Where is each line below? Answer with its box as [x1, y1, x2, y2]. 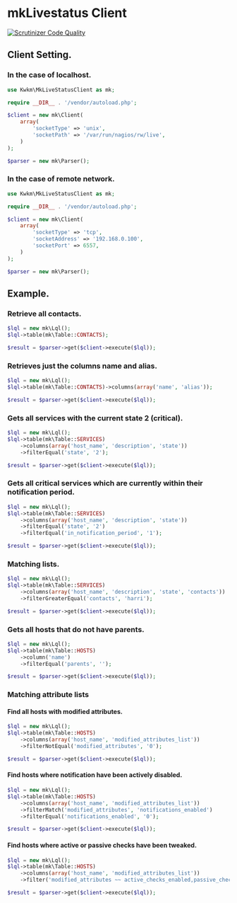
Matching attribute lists [7, 690, 90, 700]
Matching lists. [7, 559, 60, 569]
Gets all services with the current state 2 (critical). [7, 413, 183, 422]
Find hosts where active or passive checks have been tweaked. [7, 841, 197, 849]
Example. [7, 287, 49, 299]
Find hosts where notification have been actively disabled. [7, 771, 183, 779]
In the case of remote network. [7, 174, 115, 184]
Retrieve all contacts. [7, 309, 82, 318]
